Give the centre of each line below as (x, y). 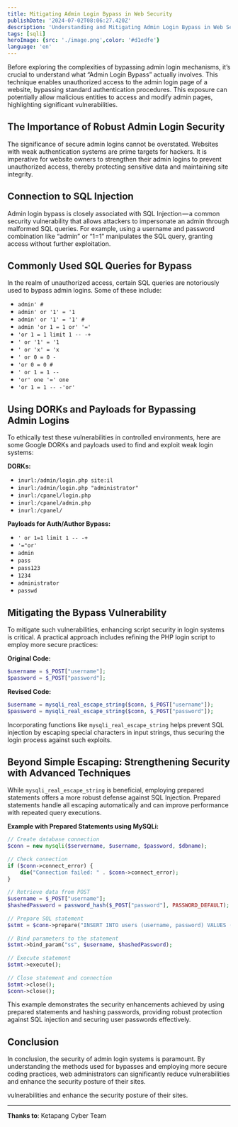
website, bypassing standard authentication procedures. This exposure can (118, 90)
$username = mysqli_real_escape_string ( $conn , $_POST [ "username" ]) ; (110, 705)
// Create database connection (53, 840)
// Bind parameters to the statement (63, 938)
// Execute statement (39, 958)
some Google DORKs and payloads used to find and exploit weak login (110, 445)
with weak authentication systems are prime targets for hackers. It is (107, 151)
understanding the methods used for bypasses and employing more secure (117, 1067)
